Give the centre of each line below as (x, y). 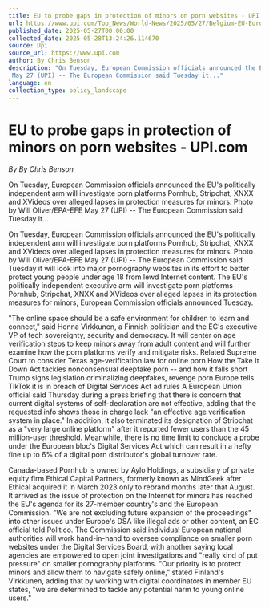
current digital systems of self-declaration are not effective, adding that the (132, 404)
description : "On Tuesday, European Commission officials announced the (132, 68)
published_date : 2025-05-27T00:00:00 (71, 30)
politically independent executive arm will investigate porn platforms (121, 286)
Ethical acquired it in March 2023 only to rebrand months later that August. (132, 487)
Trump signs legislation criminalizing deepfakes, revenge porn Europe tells (131, 378)
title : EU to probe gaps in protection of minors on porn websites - (127, 16)
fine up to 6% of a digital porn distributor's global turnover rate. (113, 455)
